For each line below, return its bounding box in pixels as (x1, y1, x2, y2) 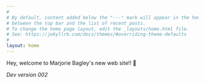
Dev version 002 (6, 71, 48, 78)
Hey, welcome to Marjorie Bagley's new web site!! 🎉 (6, 59, 137, 67)
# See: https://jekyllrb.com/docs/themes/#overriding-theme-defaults (6, 32, 187, 38)
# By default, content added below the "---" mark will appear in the (6, 15, 190, 21)
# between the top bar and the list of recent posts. (6, 20, 146, 26)
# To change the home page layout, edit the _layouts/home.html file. (6, 25, 190, 32)
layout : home (6, 43, 40, 49)
